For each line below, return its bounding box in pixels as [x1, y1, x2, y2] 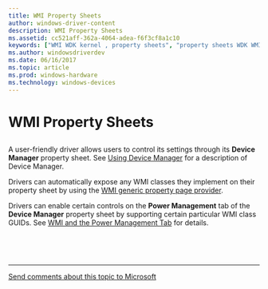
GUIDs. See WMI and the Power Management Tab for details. [8, 218, 209, 228]
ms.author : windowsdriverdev [8, 49, 105, 57]
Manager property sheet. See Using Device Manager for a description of [8, 153, 248, 163]
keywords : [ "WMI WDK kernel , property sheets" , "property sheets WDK [8, 42, 248, 49]
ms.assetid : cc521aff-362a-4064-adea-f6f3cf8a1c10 [8, 34, 180, 42]
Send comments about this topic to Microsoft [8, 272, 157, 282]
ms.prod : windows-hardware [8, 71, 98, 79]
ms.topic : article [8, 64, 69, 72]
